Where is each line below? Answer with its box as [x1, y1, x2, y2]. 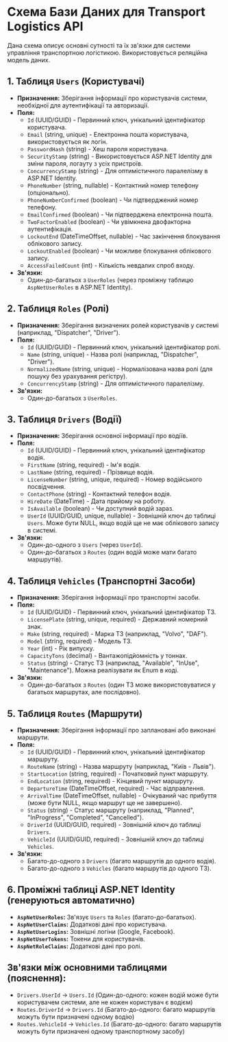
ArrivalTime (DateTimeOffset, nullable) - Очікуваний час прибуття [27, 791, 217, 800]
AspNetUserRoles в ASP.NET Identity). [27, 283, 133, 291]
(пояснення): [7, 973, 66, 984]
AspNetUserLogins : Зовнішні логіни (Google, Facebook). [16, 927, 175, 935]
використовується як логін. [27, 138, 108, 146]
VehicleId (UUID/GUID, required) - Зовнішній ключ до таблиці [27, 835, 204, 843]
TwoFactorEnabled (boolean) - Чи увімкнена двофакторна [27, 217, 192, 226]
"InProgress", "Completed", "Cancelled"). [27, 813, 144, 822]
